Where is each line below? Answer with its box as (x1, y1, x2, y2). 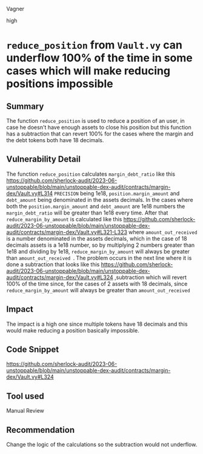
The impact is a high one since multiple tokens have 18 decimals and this (6, 320, 188, 328)
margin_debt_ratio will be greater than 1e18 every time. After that (6, 209, 168, 216)
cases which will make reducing (6, 64, 171, 78)
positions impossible (6, 77, 113, 91)
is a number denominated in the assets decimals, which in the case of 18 (6, 235, 187, 242)
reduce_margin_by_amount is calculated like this (6, 215, 122, 222)
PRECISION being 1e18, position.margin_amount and (54, 190, 180, 197)
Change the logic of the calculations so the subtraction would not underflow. (6, 441, 198, 449)
